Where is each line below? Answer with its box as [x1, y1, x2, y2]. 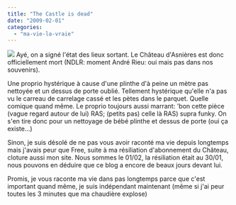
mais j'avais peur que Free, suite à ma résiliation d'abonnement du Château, [7, 146, 229, 155]
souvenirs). [7, 65, 40, 74]
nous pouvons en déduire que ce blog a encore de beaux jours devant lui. [7, 161, 223, 170]
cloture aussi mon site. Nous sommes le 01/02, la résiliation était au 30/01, [7, 153, 224, 162]
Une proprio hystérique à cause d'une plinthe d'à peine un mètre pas [7, 79, 209, 88]
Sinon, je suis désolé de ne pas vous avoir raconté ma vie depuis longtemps [7, 138, 229, 147]
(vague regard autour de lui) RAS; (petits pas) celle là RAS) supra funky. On [7, 109, 227, 118]
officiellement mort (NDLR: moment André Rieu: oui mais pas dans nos [7, 58, 213, 67]
